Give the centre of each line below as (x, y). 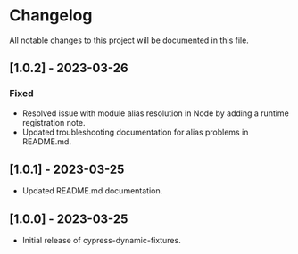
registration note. (54, 122)
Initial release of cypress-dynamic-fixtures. (101, 241)
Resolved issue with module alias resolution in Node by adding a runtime (156, 113)
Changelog (51, 16)
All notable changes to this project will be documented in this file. (129, 40)
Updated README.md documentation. (92, 191)
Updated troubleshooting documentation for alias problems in (135, 132)
